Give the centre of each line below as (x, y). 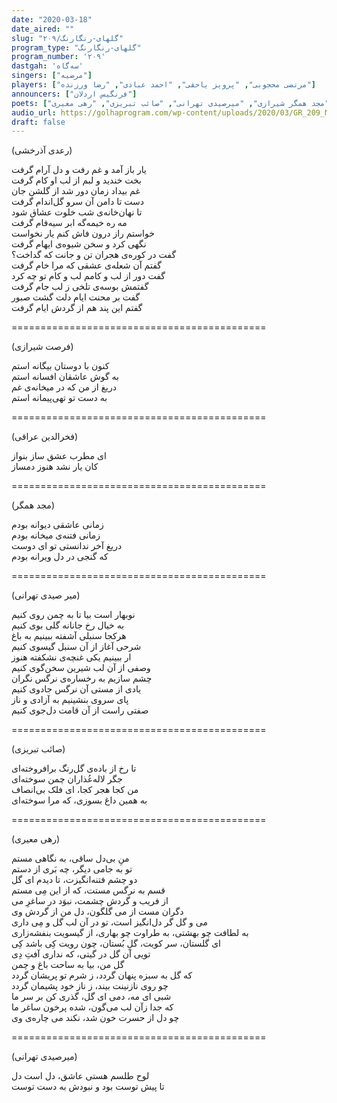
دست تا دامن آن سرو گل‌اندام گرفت (77, 202)
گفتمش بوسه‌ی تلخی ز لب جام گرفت (80, 287)
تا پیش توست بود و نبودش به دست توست (88, 1087)
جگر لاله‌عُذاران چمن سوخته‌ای (67, 779)
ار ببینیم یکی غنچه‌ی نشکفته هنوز (71, 657)
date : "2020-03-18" (52, 19)
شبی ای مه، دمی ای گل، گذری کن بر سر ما (91, 997)
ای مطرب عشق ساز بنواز (59, 456)
